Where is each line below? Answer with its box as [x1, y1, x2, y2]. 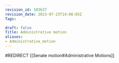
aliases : [5, 34, 23, 39]
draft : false [5, 25, 32, 30]
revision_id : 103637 [5, 7, 48, 12]
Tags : [5, 16, 16, 21]
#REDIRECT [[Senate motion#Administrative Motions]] [5, 52, 115, 58]
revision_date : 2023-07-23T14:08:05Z [5, 12, 82, 17]
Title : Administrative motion [5, 30, 67, 35]
